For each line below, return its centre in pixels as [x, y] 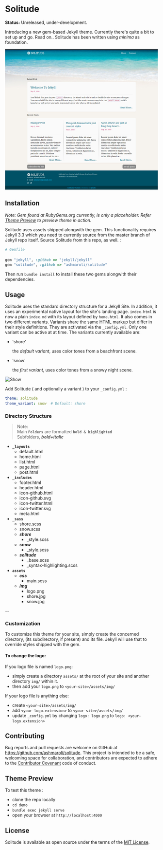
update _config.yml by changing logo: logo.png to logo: [69, 715]
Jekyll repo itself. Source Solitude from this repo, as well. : [63, 240]
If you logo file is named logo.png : [39, 666]
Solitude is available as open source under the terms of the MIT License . [77, 842]
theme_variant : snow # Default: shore [45, 403]
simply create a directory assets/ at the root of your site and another [81, 676]
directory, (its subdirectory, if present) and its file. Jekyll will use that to [76, 639]
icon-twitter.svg [35, 508]
